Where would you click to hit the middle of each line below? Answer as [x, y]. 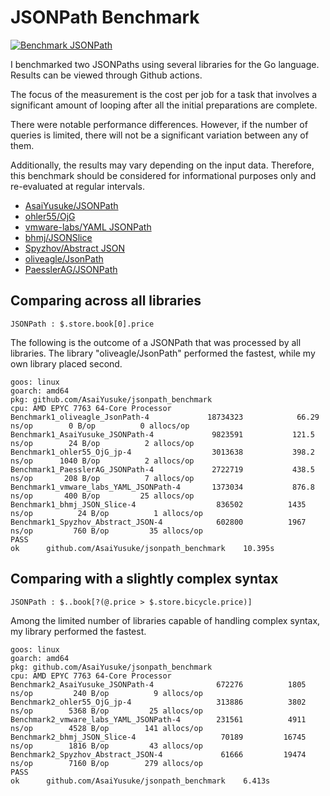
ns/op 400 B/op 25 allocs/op [102, 496]
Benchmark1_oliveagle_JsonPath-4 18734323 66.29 [165, 417]
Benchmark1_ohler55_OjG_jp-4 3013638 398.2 [162, 452]
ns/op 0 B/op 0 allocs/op [100, 426]
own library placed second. [66, 363]
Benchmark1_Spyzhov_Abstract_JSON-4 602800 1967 [158, 522]
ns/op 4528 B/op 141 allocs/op [106, 728]
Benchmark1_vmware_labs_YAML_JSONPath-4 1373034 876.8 [162, 487]
